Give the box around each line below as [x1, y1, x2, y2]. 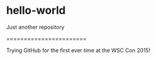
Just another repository [6, 23, 65, 31]
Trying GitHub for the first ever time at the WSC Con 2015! [6, 46, 151, 54]
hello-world [6, 4, 66, 17]
